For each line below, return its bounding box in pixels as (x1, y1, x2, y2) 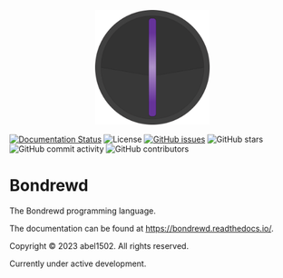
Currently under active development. (9, 258, 147, 269)
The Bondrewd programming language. (9, 205, 156, 216)
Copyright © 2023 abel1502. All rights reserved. (9, 240, 189, 251)
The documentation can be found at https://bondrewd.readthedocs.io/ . (9, 223, 274, 233)
